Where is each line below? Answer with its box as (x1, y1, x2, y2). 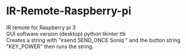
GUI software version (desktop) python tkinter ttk (6, 30, 127, 37)
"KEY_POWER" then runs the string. (6, 43, 94, 50)
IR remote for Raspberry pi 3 (6, 24, 76, 31)
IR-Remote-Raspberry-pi (6, 4, 132, 18)
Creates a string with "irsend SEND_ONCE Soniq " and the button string (6, 36, 181, 43)
